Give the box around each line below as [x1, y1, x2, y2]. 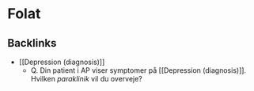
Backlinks [7, 36, 57, 50]
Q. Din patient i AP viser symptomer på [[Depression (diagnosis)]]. [30, 66, 247, 75]
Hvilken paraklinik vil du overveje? [30, 74, 143, 83]
